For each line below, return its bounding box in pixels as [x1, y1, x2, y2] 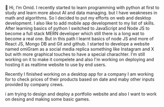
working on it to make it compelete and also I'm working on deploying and [5, 57, 154, 62]
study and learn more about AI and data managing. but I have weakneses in [5, 10, 158, 16]
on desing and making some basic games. [5, 96, 91, 102]
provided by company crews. [5, 82, 64, 87]
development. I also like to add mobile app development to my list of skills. [5, 20, 155, 26]
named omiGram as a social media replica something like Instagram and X [5, 46, 154, 52]
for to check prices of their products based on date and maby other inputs [5, 76, 155, 82]
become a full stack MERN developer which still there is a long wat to [5, 31, 144, 36]
